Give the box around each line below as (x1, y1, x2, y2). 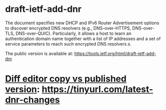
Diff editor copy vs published (5, 73, 127, 85)
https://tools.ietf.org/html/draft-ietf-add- (74, 51, 157, 56)
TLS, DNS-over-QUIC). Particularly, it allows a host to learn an (5, 30, 132, 36)
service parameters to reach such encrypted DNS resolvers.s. (5, 41, 132, 47)
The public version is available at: (5, 51, 73, 56)
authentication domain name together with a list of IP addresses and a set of (5, 36, 161, 42)
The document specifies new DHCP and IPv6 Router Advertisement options (5, 20, 160, 26)
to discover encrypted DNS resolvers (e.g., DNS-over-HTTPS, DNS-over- (5, 25, 155, 31)
